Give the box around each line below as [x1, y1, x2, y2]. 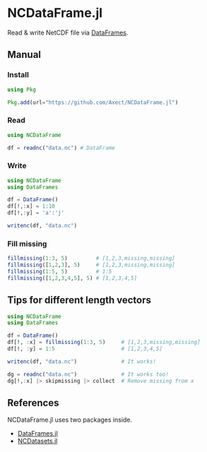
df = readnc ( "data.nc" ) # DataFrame [7, 144, 115, 151]
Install [7, 70, 30, 80]
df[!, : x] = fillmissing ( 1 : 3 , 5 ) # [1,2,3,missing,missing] [7, 339, 201, 346]
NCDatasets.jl [17, 436, 58, 446]
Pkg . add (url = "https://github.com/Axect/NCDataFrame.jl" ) [7, 99, 179, 106]
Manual [7, 49, 41, 61]
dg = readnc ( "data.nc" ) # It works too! [7, 371, 170, 378]
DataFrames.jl [17, 429, 58, 438]
